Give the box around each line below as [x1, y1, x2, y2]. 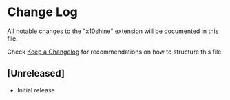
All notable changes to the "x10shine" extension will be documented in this [7, 27, 219, 35]
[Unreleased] [7, 68, 65, 79]
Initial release [17, 86, 55, 94]
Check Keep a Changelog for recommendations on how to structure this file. [7, 48, 224, 56]
